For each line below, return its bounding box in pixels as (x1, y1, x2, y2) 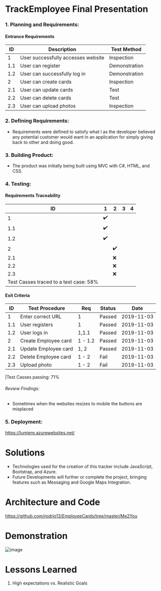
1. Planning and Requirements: (5, 21, 80, 28)
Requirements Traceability (5, 193, 61, 198)
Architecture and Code (5, 496, 100, 508)
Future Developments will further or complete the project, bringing (12, 474, 147, 480)
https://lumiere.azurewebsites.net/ (5, 430, 75, 436)
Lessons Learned (5, 564, 77, 575)
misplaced (12, 406, 33, 412)
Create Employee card (20, 338, 72, 345)
